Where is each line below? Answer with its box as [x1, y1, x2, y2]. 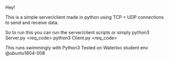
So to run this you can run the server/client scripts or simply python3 [5, 29, 150, 35]
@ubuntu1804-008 [5, 50, 45, 56]
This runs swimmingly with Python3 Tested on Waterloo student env [5, 45, 149, 50]
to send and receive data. [5, 20, 59, 25]
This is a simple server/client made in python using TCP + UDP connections [5, 14, 164, 20]
